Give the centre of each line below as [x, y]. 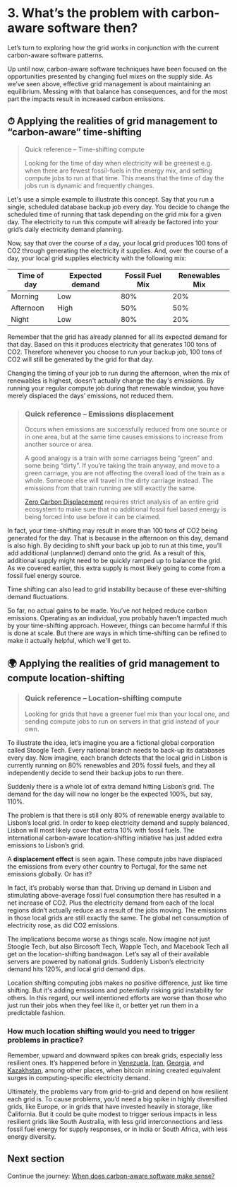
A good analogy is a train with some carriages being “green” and [119, 458]
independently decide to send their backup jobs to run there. [96, 772]
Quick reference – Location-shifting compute [103, 698]
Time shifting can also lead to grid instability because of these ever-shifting [117, 589]
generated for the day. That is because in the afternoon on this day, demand [118, 538]
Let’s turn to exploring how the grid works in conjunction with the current [113, 47]
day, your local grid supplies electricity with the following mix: [97, 258]
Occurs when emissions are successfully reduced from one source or [126, 429]
